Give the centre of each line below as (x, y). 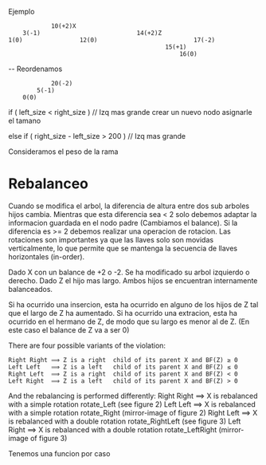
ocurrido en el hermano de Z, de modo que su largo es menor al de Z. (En (129, 321)
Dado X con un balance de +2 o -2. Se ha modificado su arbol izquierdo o (129, 272)
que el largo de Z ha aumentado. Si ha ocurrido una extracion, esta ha (123, 313)
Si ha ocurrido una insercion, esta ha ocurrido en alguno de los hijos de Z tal (133, 304)
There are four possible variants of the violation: (87, 345)
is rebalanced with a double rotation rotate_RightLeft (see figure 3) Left (125, 421)
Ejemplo (22, 12)
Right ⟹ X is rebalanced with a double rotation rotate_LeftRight (113, 429)
